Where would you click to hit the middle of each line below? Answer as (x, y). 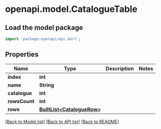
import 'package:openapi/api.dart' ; (43, 39)
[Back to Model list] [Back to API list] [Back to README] (62, 122)
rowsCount (21, 101)
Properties (22, 55)
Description (120, 68)
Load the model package (44, 28)
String (47, 85)
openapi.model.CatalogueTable (71, 9)
